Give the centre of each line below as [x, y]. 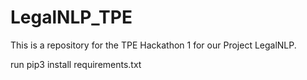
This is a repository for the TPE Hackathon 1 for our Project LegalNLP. [153, 45]
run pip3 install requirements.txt [76, 64]
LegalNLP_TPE [71, 17]
